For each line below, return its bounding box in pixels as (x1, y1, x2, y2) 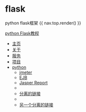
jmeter (19, 69, 32, 75)
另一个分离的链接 (19, 102, 54, 108)
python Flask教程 (5, 30, 40, 36)
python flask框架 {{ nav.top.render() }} (5, 20, 81, 26)
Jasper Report (19, 80, 48, 85)
